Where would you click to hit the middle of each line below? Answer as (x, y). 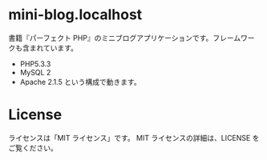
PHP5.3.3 (35, 64)
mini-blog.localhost (75, 15)
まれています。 (54, 48)
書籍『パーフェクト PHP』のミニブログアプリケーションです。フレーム (125, 38)
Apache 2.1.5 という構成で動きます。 (81, 82)
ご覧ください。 (33, 148)
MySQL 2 (35, 72)
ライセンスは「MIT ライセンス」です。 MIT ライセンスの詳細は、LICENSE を (134, 138)
